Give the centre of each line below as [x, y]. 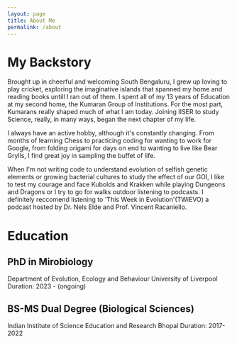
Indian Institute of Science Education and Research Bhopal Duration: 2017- [116, 326]
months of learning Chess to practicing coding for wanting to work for [109, 141]
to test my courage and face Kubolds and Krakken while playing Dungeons [116, 184]
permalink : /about [34, 27]
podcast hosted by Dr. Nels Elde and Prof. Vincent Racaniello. [97, 207]
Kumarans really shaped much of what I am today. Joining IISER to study [113, 112]
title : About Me [31, 21]
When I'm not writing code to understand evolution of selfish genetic [108, 169]
